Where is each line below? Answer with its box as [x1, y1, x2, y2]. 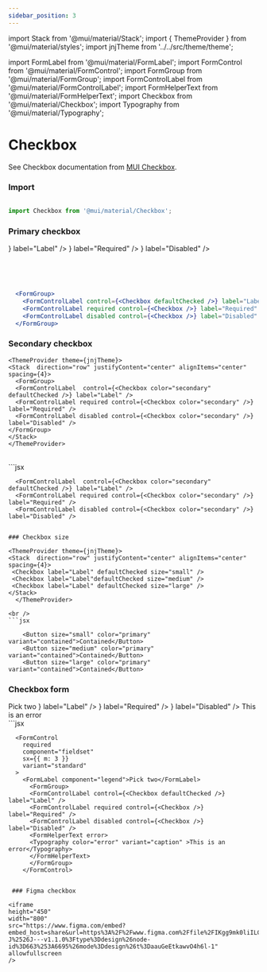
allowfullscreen [8, 950, 62, 958]
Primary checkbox [8, 226, 81, 237]
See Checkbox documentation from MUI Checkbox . [8, 162, 177, 172]
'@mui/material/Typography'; [8, 108, 105, 118]
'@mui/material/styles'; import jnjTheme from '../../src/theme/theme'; [8, 41, 234, 52]
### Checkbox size [8, 533, 69, 541]
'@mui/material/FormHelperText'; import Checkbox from [8, 91, 193, 100]
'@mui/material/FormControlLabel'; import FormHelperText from [8, 83, 219, 92]
